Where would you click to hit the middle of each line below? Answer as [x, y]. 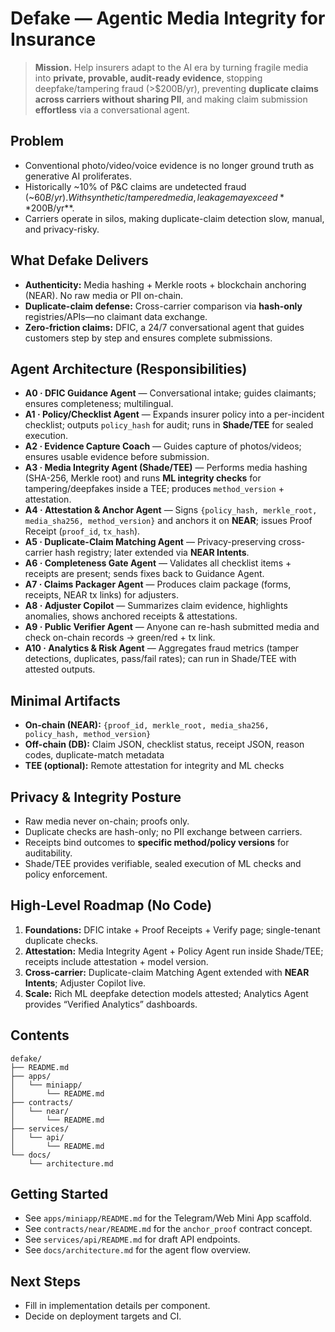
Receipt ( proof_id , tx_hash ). [82, 531]
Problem [37, 141]
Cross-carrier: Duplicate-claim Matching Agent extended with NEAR [167, 972]
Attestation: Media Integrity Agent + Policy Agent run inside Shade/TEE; [174, 951]
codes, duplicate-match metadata [94, 755]
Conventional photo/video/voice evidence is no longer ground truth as [169, 165]
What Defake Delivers [79, 260]
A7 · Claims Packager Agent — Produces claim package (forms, [158, 584]
